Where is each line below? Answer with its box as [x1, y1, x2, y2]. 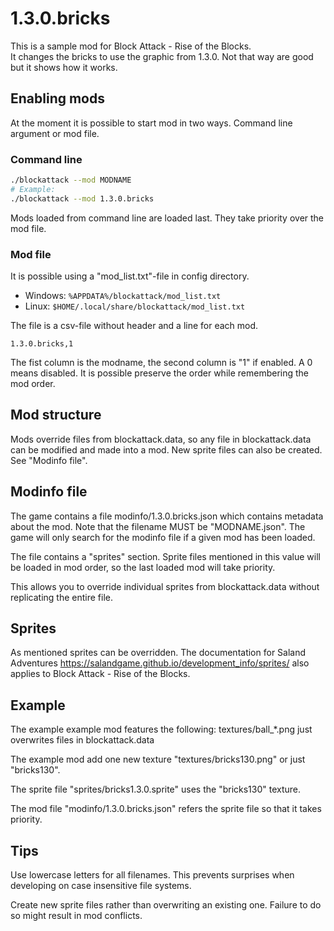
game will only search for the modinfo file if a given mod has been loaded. [10, 531, 316, 543]
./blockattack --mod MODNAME [10, 175, 132, 186]
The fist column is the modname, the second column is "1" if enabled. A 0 [10, 356, 313, 368]
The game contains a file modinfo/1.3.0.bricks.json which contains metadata [10, 510, 324, 522]
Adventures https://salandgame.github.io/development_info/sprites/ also [10, 657, 310, 669]
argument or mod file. [10, 127, 100, 139]
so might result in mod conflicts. [10, 910, 143, 922]
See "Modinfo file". [10, 454, 88, 466]
